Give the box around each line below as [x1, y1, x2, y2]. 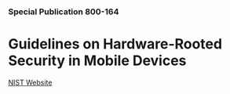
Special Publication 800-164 [8, 6, 119, 17]
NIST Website [8, 78, 53, 87]
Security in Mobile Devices [8, 52, 187, 70]
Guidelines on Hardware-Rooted [8, 35, 222, 53]
